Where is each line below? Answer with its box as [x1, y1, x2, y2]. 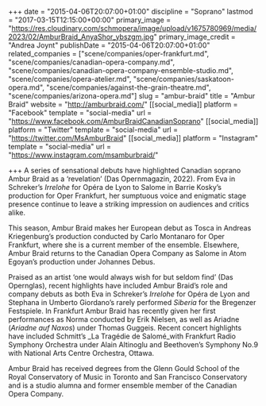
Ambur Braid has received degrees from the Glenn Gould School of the [8, 364, 240, 373]
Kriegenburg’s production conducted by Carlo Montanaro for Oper [8, 232, 225, 241]
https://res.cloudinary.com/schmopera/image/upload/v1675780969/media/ [11, 24, 257, 33]
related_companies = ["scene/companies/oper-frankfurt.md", [8, 49, 210, 58]
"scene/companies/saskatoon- [133, 75, 234, 83]
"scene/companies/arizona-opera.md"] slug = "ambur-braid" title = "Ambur [8, 91, 256, 100]
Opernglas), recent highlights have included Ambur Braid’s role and [8, 281, 228, 290]
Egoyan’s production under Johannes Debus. [8, 257, 156, 266]
